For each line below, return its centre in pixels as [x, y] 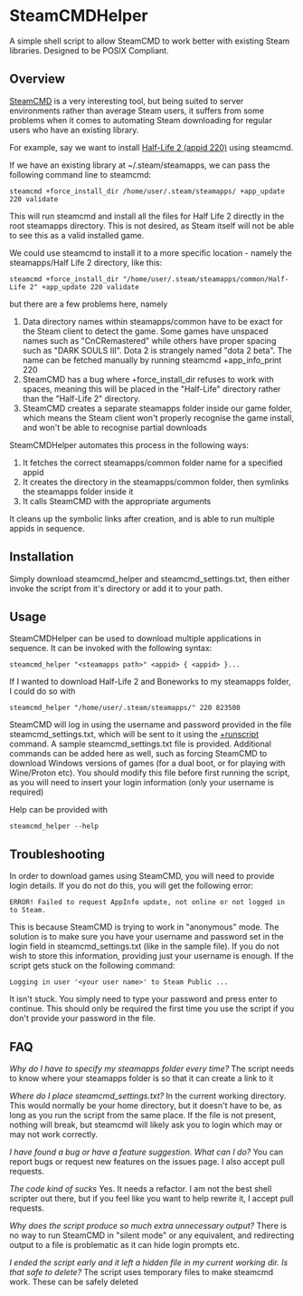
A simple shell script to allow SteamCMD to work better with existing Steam [150, 41]
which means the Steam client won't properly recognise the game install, [158, 417]
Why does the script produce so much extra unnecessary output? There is [148, 1226]
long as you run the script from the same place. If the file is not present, [143, 1115]
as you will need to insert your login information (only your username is [142, 783]
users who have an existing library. [74, 130]
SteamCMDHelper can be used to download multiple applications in [136, 638]
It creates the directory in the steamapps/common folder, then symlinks [156, 482]
